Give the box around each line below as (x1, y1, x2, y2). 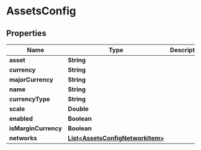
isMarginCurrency (9, 124, 62, 133)
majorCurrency (9, 76, 54, 83)
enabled (9, 115, 33, 122)
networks (9, 134, 37, 142)
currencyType (9, 95, 50, 103)
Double (68, 105, 89, 113)
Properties (6, 28, 47, 38)
